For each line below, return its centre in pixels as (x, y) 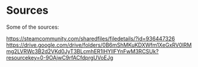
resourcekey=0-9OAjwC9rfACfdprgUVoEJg (60, 57)
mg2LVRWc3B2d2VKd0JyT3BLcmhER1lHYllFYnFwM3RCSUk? (83, 51)
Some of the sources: (33, 27)
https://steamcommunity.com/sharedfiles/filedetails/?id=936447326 (91, 38)
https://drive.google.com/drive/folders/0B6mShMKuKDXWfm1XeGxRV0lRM (99, 45)
